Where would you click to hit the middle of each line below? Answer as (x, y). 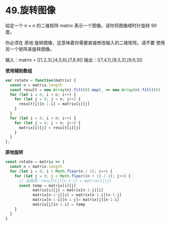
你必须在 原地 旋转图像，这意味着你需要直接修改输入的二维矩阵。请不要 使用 (85, 43)
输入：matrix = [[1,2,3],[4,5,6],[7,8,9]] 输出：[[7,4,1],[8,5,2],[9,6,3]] (74, 60)
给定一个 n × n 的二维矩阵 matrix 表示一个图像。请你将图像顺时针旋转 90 (81, 25)
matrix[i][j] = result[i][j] (50, 128)
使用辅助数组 (19, 70)
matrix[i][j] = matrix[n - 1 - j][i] (68, 190)
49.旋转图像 (31, 10)
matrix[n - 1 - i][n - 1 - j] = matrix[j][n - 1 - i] (76, 200)
